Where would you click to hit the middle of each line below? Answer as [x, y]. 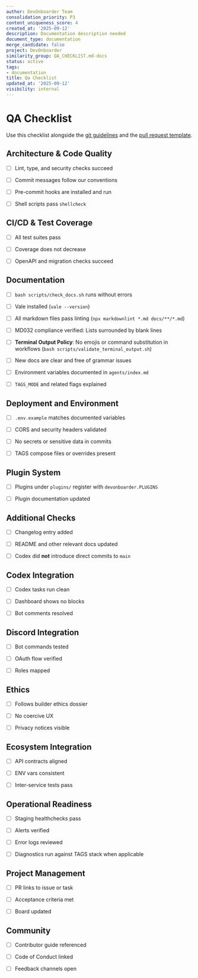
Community [28, 931]
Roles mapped [32, 670]
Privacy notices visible [42, 728]
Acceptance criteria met [44, 899]
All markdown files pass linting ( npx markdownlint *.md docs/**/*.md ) [100, 318]
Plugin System [33, 473]
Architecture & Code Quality [59, 154]
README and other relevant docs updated [66, 544]
